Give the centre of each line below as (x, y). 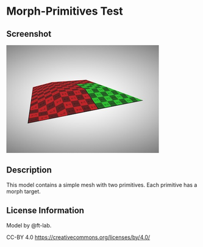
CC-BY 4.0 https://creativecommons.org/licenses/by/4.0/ (78, 237)
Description (29, 170)
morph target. (23, 191)
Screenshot (29, 34)
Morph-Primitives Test (65, 11)
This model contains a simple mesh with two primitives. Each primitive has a (102, 185)
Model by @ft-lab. (29, 225)
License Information (45, 211)
